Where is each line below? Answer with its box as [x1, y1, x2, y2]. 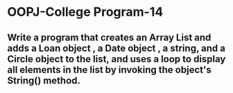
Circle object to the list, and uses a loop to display [7, 53, 226, 65]
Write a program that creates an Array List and [7, 32, 212, 43]
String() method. [7, 74, 81, 86]
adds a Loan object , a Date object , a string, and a [7, 42, 225, 54]
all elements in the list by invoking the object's [7, 63, 212, 76]
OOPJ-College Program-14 [7, 4, 164, 20]
